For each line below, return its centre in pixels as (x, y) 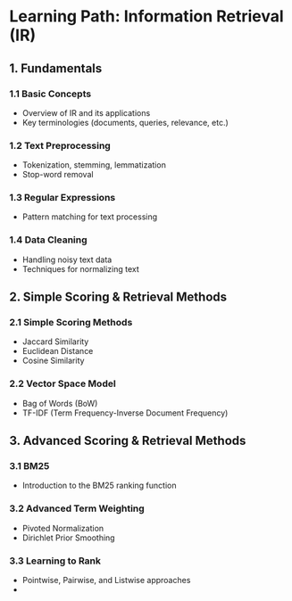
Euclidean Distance (58, 351)
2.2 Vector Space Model (63, 383)
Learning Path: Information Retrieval (146, 16)
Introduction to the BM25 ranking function (99, 486)
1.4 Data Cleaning (48, 240)
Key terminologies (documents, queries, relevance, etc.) (125, 122)
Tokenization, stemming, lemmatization (94, 165)
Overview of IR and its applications (86, 112)
